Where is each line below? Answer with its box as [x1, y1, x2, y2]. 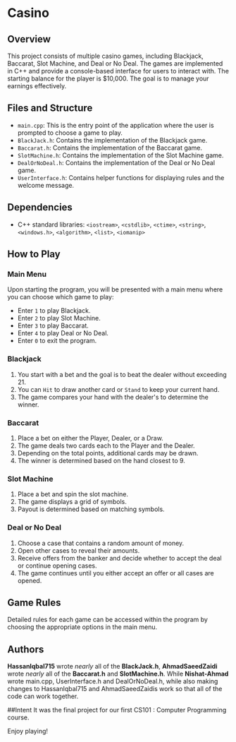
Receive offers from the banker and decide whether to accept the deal [17, 553, 222, 562]
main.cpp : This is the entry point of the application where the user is [17, 121, 214, 129]
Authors [7, 643, 44, 655]
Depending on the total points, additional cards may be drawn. [17, 448, 199, 457]
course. [7, 713, 30, 722]
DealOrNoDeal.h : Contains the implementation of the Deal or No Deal [17, 158, 216, 167]
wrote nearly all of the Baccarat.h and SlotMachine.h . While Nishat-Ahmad [7, 669, 229, 678]
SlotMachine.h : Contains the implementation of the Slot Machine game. [17, 150, 224, 160]
